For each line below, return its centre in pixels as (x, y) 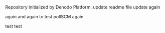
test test (14, 26)
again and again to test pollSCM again (44, 16)
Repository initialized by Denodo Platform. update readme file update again (83, 7)
